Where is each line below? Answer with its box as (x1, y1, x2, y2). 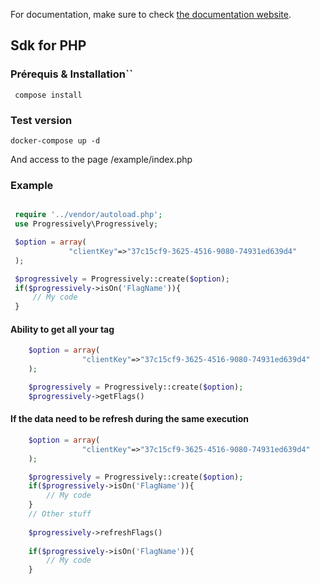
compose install (14, 90, 83, 100)
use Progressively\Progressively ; (14, 219, 159, 229)
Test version (10, 113, 73, 127)
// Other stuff (28, 509, 92, 519)
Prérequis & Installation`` (10, 67, 133, 81)
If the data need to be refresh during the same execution (10, 413, 250, 425)
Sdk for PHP (10, 37, 87, 54)
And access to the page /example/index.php (10, 153, 193, 165)
